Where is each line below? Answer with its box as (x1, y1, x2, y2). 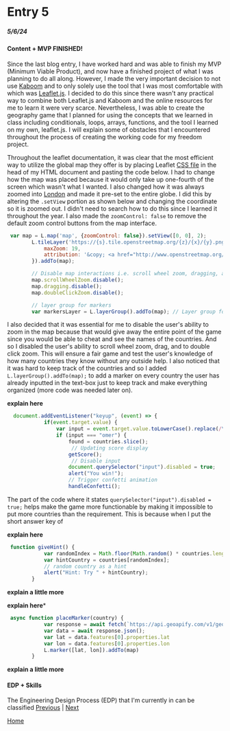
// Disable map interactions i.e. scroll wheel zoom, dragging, (31, 270, 219, 277)
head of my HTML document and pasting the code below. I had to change (7, 167, 216, 176)
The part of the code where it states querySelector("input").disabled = (7, 495, 212, 503)
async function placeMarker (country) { (10, 615, 125, 622)
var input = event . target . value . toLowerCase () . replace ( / (55, 426, 222, 432)
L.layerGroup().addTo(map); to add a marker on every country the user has (7, 371, 220, 380)
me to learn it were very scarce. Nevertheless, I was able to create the (7, 104, 205, 112)
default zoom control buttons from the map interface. (7, 219, 157, 227)
